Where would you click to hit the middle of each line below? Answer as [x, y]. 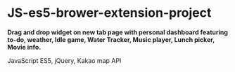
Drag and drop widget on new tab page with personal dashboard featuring [118, 32]
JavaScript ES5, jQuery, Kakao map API [64, 60]
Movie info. [24, 47]
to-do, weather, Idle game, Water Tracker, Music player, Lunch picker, [111, 39]
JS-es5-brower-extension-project [109, 13]
